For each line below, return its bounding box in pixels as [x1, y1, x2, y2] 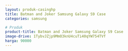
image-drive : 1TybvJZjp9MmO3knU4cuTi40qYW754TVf [5, 34, 106, 39]
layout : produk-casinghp [5, 7, 56, 12]
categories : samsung [5, 16, 47, 21]
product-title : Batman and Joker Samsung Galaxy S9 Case [5, 30, 124, 34]
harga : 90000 [5, 38, 32, 44]
